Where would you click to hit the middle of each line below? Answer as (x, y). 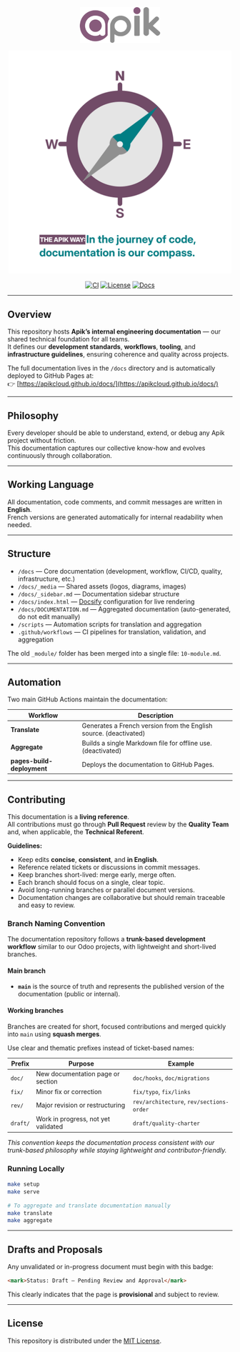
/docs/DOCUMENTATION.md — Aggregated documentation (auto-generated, (124, 609)
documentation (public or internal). (69, 994)
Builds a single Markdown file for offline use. (147, 743)
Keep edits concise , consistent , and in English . (88, 859)
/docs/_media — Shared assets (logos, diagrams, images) (102, 586)
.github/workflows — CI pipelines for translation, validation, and (112, 631)
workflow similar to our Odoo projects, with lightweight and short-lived (112, 947)
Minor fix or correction (69, 1091)
